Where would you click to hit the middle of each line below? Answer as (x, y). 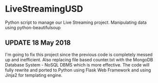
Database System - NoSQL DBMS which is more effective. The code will (77, 65)
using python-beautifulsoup (33, 27)
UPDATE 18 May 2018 (38, 43)
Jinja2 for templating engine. (34, 75)
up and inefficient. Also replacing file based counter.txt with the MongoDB (79, 60)
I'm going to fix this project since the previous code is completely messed (79, 54)
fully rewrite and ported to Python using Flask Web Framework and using (78, 70)
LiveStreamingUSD (44, 9)
